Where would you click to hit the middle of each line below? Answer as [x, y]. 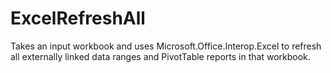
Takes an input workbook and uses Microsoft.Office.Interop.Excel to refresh [166, 46]
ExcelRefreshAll [78, 18]
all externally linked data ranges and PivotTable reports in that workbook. [160, 56]
